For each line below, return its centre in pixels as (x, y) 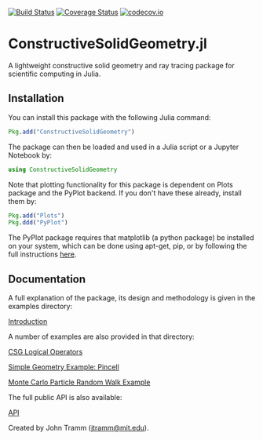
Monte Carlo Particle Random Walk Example (79, 382)
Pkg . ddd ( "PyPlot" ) (38, 223)
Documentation (47, 279)
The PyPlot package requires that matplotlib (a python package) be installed (131, 238)
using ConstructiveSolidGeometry (63, 169)
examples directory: (40, 307)
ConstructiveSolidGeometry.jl (108, 44)
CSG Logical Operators (46, 352)
